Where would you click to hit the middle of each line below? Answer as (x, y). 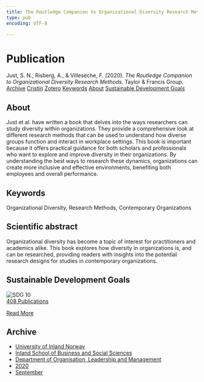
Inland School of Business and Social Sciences (73, 353)
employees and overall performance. (52, 174)
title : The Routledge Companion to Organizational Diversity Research (97, 12)
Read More (20, 313)
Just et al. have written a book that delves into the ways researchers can (97, 122)
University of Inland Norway (50, 347)
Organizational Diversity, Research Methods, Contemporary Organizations (99, 207)
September (29, 372)
